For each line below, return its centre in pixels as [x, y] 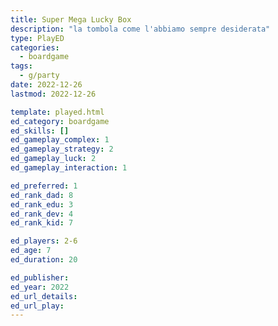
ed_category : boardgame [60, 121]
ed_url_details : [44, 296]
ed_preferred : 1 [44, 186]
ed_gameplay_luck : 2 [53, 159]
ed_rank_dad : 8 [42, 195]
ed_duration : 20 [44, 260]
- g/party [39, 76]
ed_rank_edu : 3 [42, 204]
